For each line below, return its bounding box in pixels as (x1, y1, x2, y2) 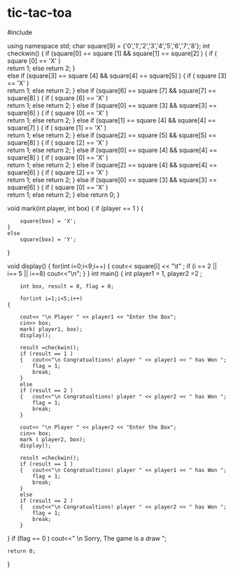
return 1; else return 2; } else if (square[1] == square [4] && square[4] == (7, 116, 216, 124)
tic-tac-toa (7, 5, 72, 21)
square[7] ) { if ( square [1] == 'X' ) (7, 123, 107, 132)
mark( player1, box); (20, 326, 83, 333)
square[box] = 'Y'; (20, 236, 77, 243)
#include (7, 28, 33, 36)
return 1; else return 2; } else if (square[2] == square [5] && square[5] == (7, 131, 217, 139)
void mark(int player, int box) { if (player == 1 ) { (7, 204, 143, 212)
